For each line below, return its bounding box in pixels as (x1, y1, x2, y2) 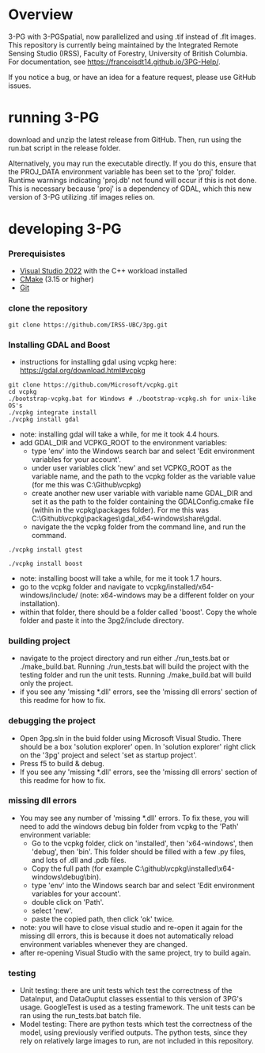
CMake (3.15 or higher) (19, 275, 94, 284)
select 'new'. (31, 906, 74, 915)
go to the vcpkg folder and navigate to (19, 582, 145, 591)
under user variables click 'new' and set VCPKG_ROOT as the (31, 463, 232, 472)
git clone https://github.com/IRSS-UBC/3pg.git (8, 321, 168, 329)
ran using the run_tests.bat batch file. (19, 1011, 142, 1021)
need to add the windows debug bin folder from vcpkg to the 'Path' (19, 822, 239, 831)
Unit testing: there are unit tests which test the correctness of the (19, 986, 233, 995)
